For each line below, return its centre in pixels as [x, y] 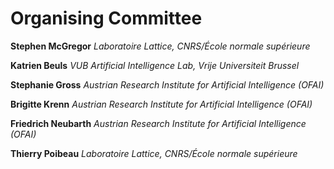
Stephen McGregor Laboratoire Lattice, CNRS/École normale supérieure [160, 46]
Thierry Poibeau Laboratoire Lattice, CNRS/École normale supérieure [154, 153]
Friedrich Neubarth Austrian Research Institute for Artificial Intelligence [158, 123]
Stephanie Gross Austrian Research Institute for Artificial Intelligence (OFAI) [167, 84]
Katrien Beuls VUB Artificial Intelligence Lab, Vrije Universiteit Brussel [155, 65]
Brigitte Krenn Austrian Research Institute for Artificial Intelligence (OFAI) [161, 104]
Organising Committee [106, 18]
